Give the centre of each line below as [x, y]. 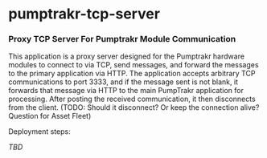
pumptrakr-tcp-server [84, 14]
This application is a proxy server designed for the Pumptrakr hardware [127, 56]
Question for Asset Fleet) [50, 116]
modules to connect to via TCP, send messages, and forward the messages [133, 65]
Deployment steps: [39, 132]
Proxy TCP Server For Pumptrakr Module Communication [122, 39]
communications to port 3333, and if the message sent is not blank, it [123, 82]
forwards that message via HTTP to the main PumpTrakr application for [126, 91]
